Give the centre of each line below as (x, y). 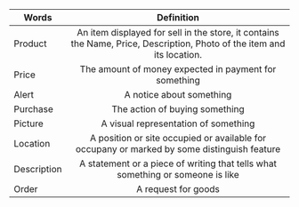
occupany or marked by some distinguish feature (178, 149)
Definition (178, 17)
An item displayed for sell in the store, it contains (178, 32)
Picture (29, 123)
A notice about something (178, 95)
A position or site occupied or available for (178, 138)
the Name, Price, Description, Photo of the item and (178, 44)
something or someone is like (178, 175)
